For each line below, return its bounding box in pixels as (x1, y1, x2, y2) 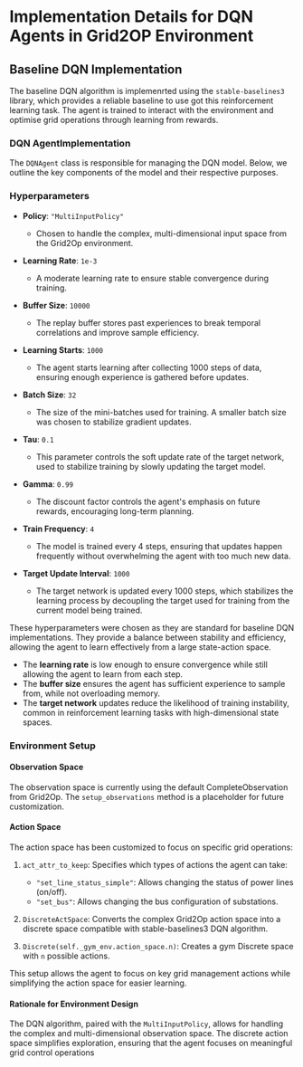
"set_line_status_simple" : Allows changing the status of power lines (35, 876, 294, 888)
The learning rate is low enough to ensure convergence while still (22, 659, 269, 670)
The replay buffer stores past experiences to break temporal (35, 317, 260, 328)
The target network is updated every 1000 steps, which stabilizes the (35, 586, 294, 596)
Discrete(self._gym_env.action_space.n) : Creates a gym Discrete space (22, 940, 294, 951)
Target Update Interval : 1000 (22, 567, 130, 578)
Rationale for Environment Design (9, 998, 138, 1009)
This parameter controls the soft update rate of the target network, (35, 451, 285, 462)
